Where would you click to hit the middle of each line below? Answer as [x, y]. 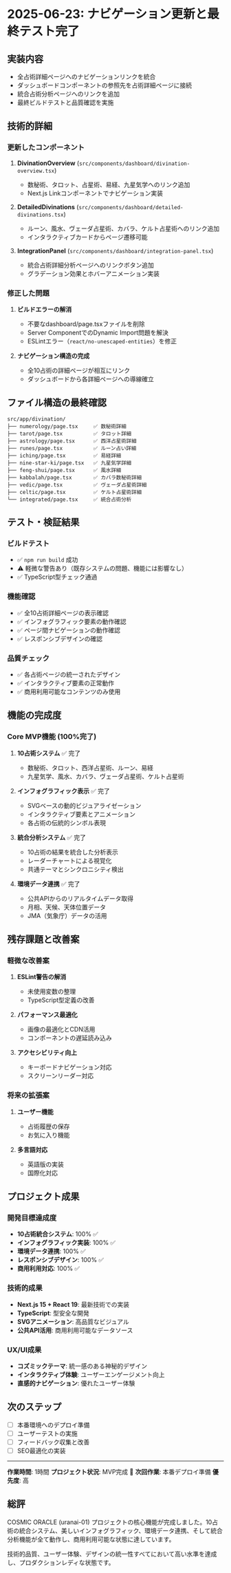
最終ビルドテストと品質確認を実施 [65, 103]
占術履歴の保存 [48, 1126]
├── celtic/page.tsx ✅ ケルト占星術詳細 [75, 492]
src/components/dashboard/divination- [134, 163]
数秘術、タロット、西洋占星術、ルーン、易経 [90, 767]
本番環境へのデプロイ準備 [53, 1424]
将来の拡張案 [29, 1095]
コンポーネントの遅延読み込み [69, 1038]
